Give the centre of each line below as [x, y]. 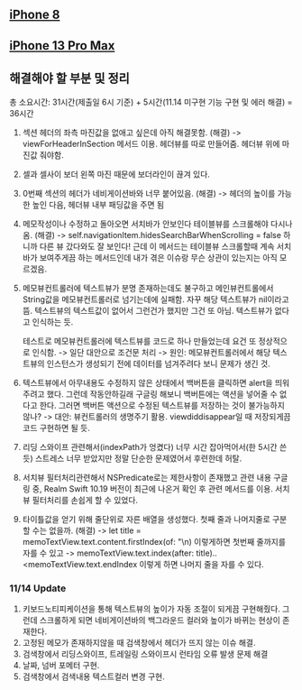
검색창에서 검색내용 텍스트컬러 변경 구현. [93, 676]
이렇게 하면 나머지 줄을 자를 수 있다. [201, 564]
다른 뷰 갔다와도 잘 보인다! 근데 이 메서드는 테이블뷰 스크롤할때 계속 [157, 246]
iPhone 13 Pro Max [62, 46]
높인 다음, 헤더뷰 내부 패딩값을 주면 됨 [98, 204]
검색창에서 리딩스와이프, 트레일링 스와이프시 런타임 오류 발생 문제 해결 [145, 654]
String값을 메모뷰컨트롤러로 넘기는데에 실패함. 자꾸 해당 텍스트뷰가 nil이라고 [156, 299]
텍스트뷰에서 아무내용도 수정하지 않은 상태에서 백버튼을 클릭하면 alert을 [147, 382]
